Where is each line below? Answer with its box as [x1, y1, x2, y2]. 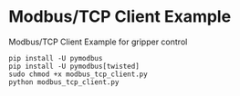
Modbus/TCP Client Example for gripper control [8, 36, 188, 47]
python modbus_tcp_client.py [8, 77, 120, 87]
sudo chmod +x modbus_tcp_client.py [8, 70, 148, 79]
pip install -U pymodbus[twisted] [8, 62, 141, 71]
